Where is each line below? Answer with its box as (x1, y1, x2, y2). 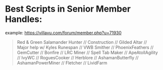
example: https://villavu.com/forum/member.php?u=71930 (5, 30, 122, 35)
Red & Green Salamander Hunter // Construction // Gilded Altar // (17, 39, 147, 45)
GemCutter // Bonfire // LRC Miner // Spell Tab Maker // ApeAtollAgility (17, 50, 158, 55)
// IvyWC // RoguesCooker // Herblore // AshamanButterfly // (17, 54, 139, 60)
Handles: (5, 14, 42, 25)
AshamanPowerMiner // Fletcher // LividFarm (17, 60, 108, 66)
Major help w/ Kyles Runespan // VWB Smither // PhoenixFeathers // (17, 44, 154, 50)
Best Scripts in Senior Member (5, 3, 131, 15)
